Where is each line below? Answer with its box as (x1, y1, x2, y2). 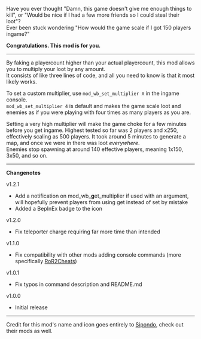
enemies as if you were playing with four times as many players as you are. (6, 109, 191, 116)
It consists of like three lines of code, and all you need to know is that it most (6, 72, 195, 79)
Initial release (14, 304, 48, 311)
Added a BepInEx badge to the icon (14, 205, 103, 212)
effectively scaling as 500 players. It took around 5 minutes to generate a (6, 133, 187, 140)
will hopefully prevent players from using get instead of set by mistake (14, 199, 188, 205)
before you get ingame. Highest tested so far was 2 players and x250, (6, 127, 178, 134)
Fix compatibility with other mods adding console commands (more (14, 251, 181, 258)
